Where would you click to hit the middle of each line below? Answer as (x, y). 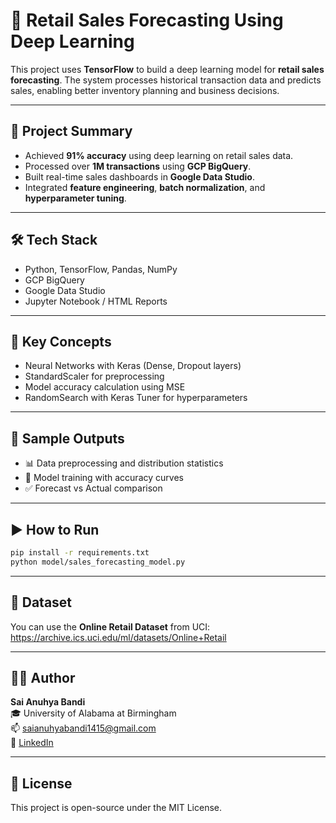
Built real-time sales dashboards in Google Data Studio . (139, 176)
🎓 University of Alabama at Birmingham (93, 713)
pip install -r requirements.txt (80, 553)
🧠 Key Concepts (61, 341)
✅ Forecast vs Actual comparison (93, 488)
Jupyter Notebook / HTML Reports (96, 301)
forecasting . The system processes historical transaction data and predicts (166, 80)
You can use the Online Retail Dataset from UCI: (110, 626)
